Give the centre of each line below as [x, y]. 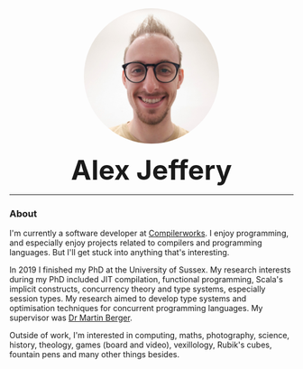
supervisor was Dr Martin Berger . [71, 318]
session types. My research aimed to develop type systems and [128, 299]
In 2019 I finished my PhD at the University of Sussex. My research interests [150, 270]
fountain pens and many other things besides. [95, 355]
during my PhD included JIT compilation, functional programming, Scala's [147, 280]
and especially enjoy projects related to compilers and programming [136, 243]
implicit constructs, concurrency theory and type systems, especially [138, 289]
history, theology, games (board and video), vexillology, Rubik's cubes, [141, 345]
